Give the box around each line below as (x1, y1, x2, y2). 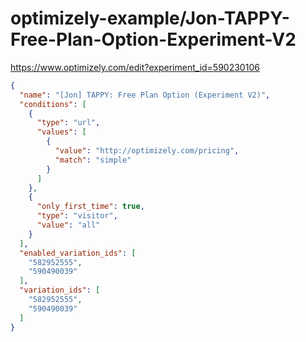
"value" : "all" (36, 220, 101, 231)
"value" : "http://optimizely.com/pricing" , (54, 146, 240, 156)
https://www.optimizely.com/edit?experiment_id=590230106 (10, 61, 260, 73)
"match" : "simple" (54, 155, 132, 165)
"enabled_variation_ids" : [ (19, 248, 137, 258)
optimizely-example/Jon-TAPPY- (10, 7, 290, 30)
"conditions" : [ (19, 99, 87, 109)
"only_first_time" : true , (36, 202, 145, 212)
